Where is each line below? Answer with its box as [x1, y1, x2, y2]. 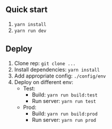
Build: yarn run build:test [31, 91, 98, 98]
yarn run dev [14, 28, 47, 34]
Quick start [5, 5, 48, 15]
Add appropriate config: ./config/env [14, 72, 106, 79]
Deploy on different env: [14, 78, 73, 85]
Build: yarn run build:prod [31, 109, 98, 117]
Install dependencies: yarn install [14, 66, 100, 73]
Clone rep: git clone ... [14, 59, 76, 67]
